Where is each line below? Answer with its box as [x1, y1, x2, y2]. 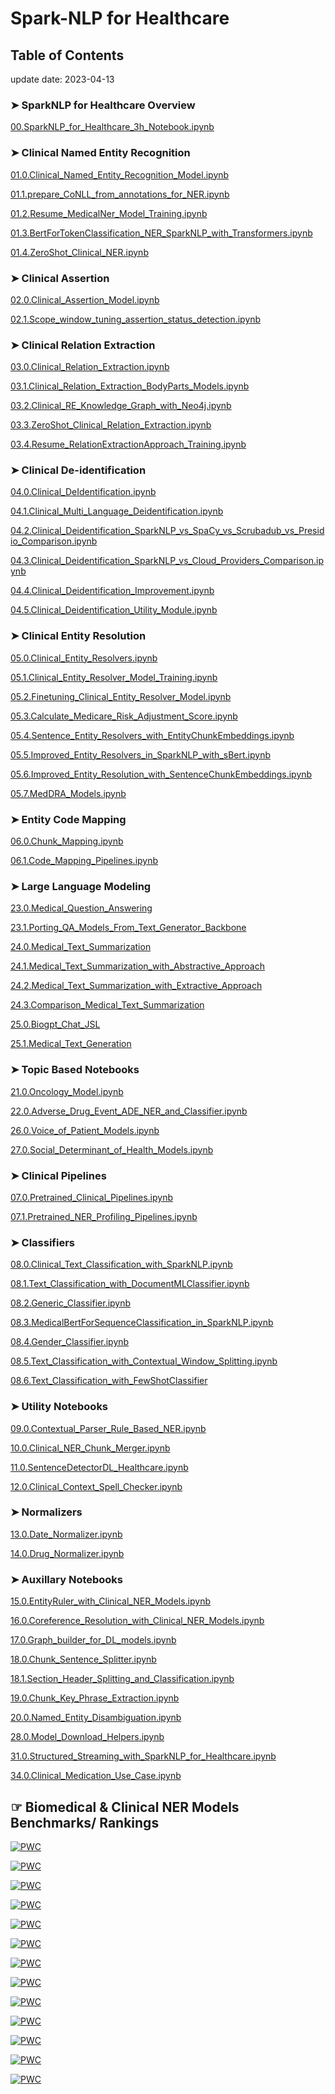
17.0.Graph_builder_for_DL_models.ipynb [10, 1634, 177, 1646]
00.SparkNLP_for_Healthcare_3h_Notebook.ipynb [10, 121, 215, 133]
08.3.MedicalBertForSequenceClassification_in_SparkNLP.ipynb [10, 1317, 274, 1329]
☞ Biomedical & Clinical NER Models [10, 1798, 240, 1816]
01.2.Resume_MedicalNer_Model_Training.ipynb [10, 207, 208, 219]
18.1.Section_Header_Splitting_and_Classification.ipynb [10, 1673, 235, 1685]
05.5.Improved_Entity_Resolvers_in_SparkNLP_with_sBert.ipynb [10, 748, 271, 761]
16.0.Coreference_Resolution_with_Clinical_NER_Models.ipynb [10, 1615, 265, 1627]
